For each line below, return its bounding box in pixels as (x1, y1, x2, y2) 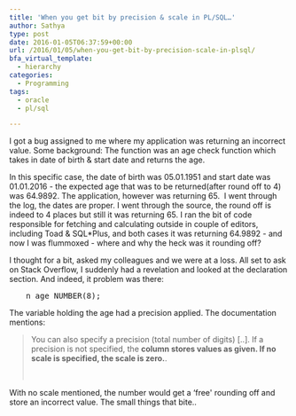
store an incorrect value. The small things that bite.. (9, 396, 198, 408)
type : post (9, 29, 50, 38)
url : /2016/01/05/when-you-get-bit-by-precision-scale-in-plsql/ (9, 46, 255, 55)
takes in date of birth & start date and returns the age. (9, 154, 206, 165)
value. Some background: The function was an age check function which (9, 145, 277, 156)
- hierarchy (17, 63, 62, 72)
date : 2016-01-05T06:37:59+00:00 (9, 37, 133, 47)
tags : (9, 87, 29, 96)
